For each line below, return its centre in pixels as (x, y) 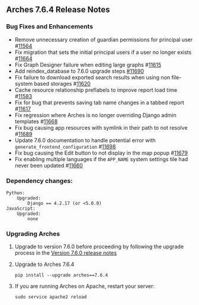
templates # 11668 (36, 121)
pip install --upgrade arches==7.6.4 (61, 275)
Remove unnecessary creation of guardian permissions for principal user (104, 39)
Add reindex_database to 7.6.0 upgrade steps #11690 (79, 71)
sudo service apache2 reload (51, 297)
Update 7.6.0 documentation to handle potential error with (85, 140)
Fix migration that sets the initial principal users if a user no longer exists (103, 52)
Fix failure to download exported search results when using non (92, 77)
